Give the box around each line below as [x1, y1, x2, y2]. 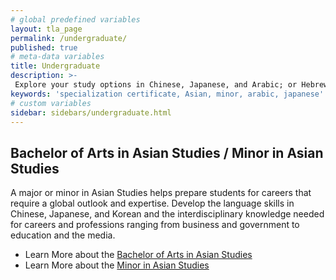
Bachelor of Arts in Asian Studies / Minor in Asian [10, 144, 324, 161]
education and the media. [10, 229, 116, 241]
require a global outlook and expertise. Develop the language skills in [10, 197, 295, 210]
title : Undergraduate [10, 61, 101, 71]
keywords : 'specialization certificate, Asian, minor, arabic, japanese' [10, 89, 325, 99]
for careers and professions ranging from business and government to [10, 219, 300, 231]
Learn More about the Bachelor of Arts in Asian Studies [24, 249, 253, 261]
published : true [10, 42, 78, 53]
